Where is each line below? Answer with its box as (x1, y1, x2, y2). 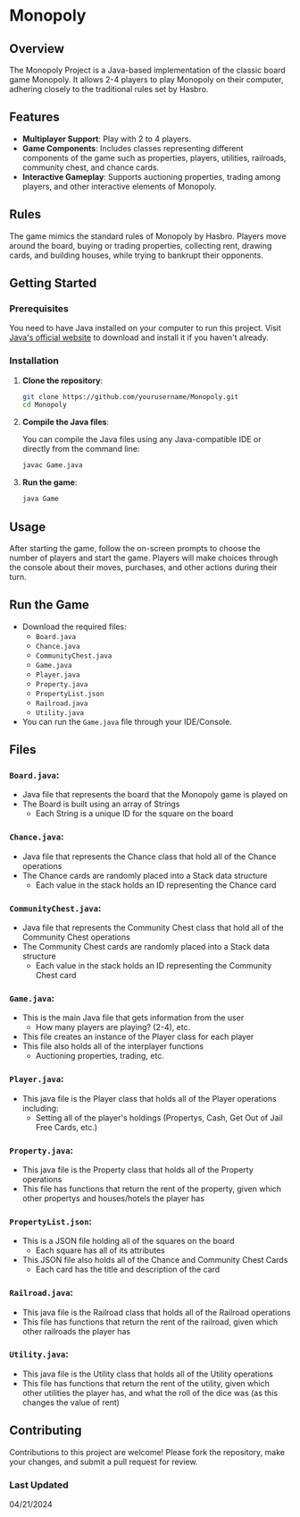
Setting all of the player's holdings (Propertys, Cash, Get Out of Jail (35, 1112, 283, 1123)
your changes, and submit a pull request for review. (9, 1456, 198, 1467)
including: (21, 1103, 59, 1113)
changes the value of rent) (21, 1397, 121, 1408)
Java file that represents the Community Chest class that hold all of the (21, 923, 284, 933)
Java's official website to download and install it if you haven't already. (9, 332, 270, 343)
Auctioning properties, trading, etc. (35, 1051, 165, 1061)
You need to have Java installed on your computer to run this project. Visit (9, 323, 281, 334)
